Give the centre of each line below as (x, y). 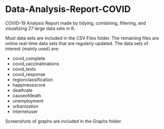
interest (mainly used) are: (32, 48)
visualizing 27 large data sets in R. (40, 28)
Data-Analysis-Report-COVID (68, 9)
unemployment (28, 100)
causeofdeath (27, 95)
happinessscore (29, 85)
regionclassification (33, 79)
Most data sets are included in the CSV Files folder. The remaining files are (82, 38)
